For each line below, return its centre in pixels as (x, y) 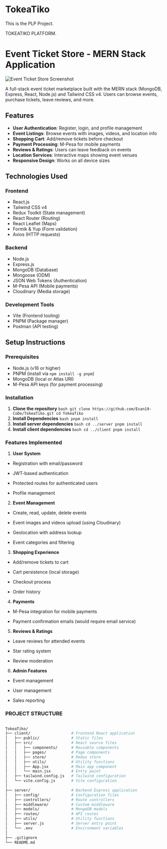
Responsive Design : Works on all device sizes (61, 160)
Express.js (23, 264)
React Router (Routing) (37, 218)
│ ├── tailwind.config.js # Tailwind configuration (65, 776)
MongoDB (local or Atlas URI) (43, 379)
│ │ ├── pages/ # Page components (58, 752)
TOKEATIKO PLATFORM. (31, 33)
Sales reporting (29, 700)
